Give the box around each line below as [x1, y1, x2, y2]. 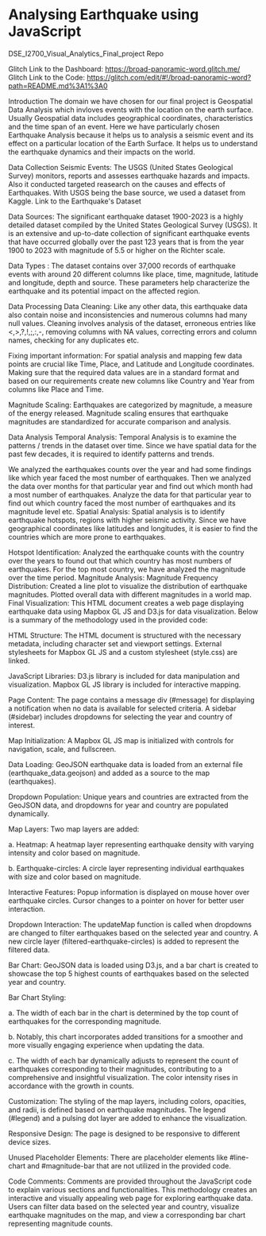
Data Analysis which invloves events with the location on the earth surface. [8, 105, 254, 114]
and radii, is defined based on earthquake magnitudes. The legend [8, 1105, 226, 1114]
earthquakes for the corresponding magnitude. [8, 1016, 161, 1026]
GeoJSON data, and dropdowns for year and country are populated [8, 800, 229, 810]
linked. [8, 656, 30, 665]
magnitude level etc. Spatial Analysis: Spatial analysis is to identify [8, 506, 225, 516]
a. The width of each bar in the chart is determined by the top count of [8, 1008, 239, 1017]
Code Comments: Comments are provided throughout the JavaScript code [8, 1176, 253, 1186]
